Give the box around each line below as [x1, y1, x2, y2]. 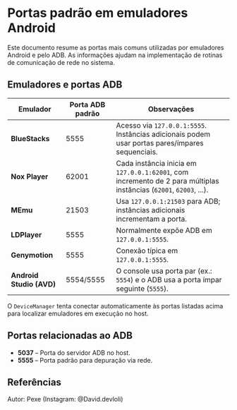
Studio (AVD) [11, 279, 56, 289]
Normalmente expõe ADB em [116, 225, 213, 235]
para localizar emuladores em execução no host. [7, 309, 150, 318]
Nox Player [11, 171, 49, 181]
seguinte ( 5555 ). [116, 284, 169, 294]
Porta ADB [69, 100, 106, 109]
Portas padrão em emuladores [7, 5, 188, 21]
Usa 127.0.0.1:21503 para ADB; [116, 196, 221, 206]
